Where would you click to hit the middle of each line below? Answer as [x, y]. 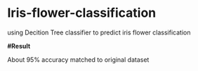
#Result [19, 46]
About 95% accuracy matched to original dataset [78, 59]
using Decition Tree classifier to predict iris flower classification [99, 32]
